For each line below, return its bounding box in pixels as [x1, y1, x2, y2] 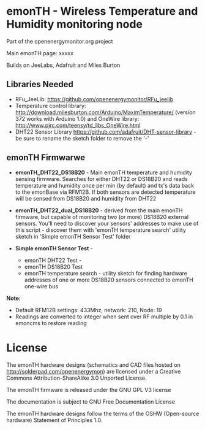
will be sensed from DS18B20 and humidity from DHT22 [15, 194, 157, 202]
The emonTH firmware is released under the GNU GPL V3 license [6, 386, 171, 393]
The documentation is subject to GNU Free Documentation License [6, 397, 176, 405]
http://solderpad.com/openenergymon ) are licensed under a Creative [6, 367, 181, 375]
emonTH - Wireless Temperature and [6, 4, 198, 18]
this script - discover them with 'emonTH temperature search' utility [15, 226, 187, 234]
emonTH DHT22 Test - [24, 256, 82, 264]
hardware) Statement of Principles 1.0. [6, 416, 103, 424]
